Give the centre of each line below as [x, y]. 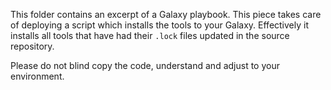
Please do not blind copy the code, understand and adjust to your [145, 65]
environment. [37, 76]
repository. [32, 46]
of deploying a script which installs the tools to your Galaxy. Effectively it [159, 25]
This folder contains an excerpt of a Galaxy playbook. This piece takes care [166, 14]
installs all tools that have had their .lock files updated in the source [150, 35]
